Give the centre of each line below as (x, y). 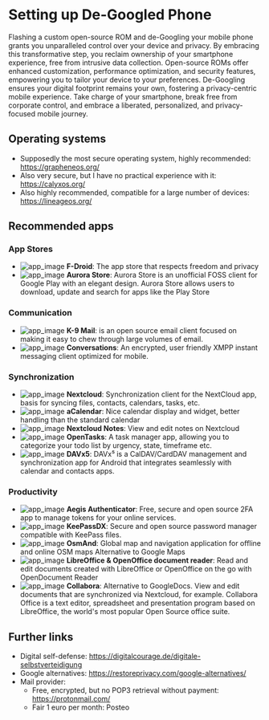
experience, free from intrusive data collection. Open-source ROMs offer (128, 63)
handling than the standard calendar (80, 420)
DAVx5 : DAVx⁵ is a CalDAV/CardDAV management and (157, 454)
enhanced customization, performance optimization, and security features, (132, 71)
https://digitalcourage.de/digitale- (145, 657)
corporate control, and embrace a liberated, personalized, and (111, 105)
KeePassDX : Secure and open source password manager (161, 527)
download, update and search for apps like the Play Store (115, 292)
